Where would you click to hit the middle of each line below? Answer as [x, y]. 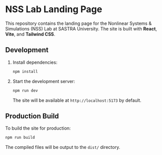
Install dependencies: [35, 62]
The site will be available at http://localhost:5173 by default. [77, 100]
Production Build [32, 116]
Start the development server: [44, 81]
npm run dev [25, 90]
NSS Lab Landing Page [54, 9]
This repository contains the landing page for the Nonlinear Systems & [78, 23]
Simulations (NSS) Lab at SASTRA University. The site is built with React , [81, 28]
